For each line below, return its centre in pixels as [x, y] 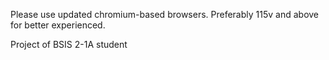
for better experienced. [58, 25]
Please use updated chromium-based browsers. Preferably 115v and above [165, 14]
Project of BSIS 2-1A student [69, 44]
